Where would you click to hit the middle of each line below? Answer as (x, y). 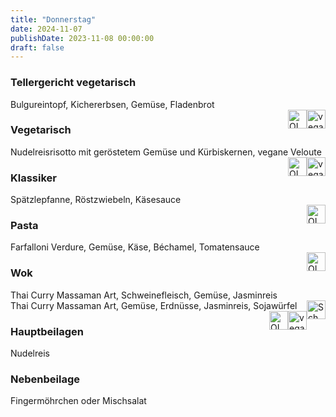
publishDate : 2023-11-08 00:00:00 (82, 38)
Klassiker (33, 178)
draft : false (37, 47)
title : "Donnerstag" (53, 19)
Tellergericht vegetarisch (73, 83)
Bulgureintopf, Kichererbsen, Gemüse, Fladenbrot (112, 104)
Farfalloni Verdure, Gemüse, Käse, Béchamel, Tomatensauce (135, 247)
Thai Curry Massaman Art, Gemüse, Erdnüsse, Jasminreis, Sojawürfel (154, 305)
